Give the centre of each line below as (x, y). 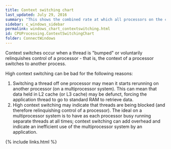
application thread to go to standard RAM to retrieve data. (73, 99)
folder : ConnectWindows (31, 39)
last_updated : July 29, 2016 (36, 15)
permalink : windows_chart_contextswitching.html (58, 29)
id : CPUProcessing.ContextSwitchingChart (50, 34)
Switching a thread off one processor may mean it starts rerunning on (85, 83)
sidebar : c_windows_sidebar (35, 24)
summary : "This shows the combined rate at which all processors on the (84, 19)
